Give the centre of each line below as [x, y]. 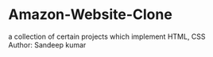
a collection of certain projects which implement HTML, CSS [107, 36]
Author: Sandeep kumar [47, 44]
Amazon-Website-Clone [90, 15]
